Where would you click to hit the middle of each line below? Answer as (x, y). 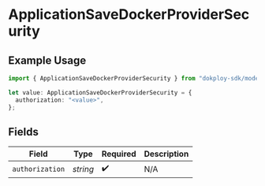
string (83, 169)
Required (119, 154)
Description (166, 154)
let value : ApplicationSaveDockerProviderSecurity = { (100, 92)
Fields (24, 132)
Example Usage (47, 60)
